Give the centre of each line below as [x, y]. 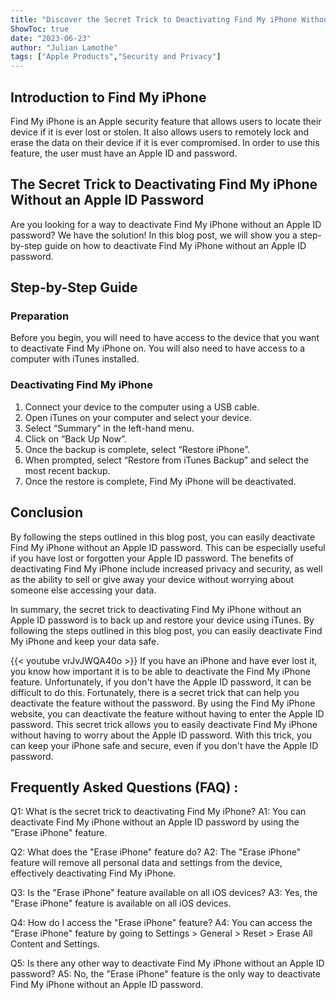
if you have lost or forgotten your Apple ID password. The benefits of [152, 558]
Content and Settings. [55, 944]
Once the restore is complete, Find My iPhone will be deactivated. [160, 481]
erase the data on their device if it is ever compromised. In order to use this [165, 142]
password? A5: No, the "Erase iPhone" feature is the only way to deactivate [165, 974]
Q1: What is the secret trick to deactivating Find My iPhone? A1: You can [158, 812]
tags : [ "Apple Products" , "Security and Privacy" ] [116, 57]
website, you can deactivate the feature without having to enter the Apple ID [167, 713]
